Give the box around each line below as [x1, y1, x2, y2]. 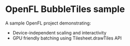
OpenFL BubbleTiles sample [5, 3, 125, 15]
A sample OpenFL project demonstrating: [5, 20, 91, 26]
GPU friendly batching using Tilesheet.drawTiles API [12, 35, 122, 41]
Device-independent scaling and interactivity [12, 29, 107, 35]
